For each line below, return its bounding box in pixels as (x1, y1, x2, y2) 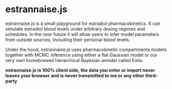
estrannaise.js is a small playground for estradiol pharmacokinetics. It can (5, 20, 161, 26)
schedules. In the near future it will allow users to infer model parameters (5, 31, 160, 37)
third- (145, 72, 158, 78)
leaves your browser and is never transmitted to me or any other (5, 72, 145, 78)
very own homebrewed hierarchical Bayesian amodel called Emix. (5, 57, 144, 63)
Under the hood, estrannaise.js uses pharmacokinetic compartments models (5, 46, 167, 52)
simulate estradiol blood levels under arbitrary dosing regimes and (5, 25, 145, 32)
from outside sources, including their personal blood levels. (5, 37, 131, 43)
